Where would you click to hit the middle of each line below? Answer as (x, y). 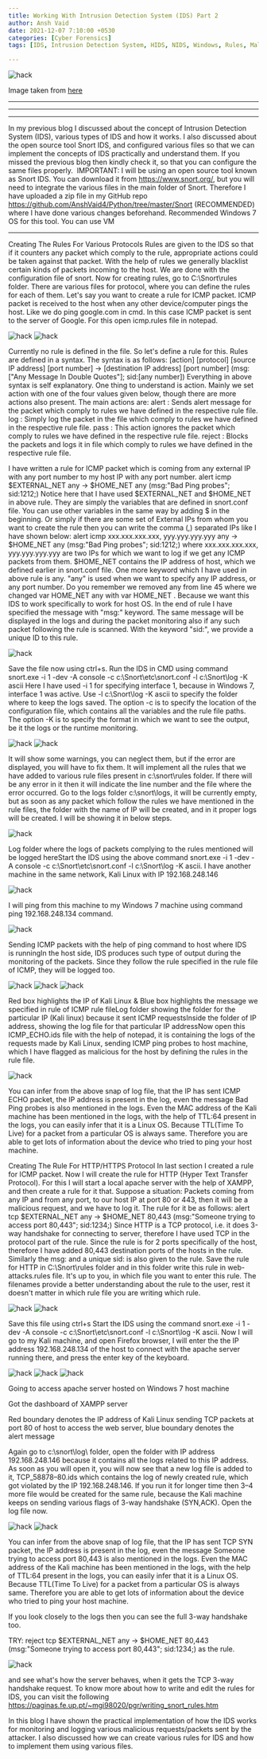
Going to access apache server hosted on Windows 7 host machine (119, 1388)
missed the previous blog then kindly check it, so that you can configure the (132, 162)
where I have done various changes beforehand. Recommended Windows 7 (132, 213)
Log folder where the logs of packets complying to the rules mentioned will (131, 849)
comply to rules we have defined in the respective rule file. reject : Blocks (128, 436)
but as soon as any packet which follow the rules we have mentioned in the (131, 801)
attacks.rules (29, 1276)
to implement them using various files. (71, 1746)
